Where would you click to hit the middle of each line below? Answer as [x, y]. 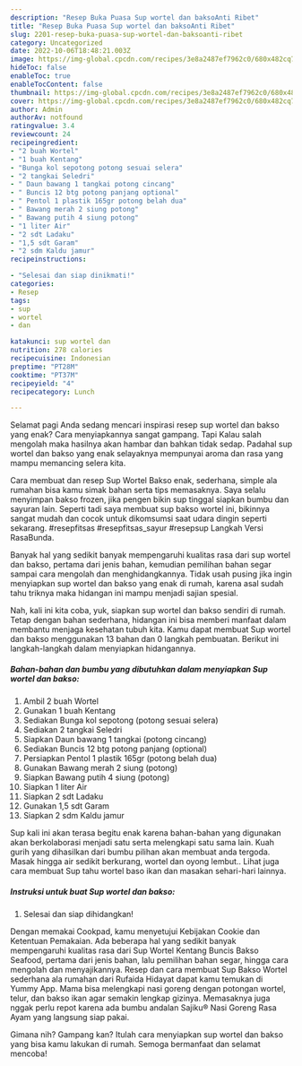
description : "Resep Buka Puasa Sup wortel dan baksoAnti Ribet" [134, 17]
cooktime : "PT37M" [44, 375]
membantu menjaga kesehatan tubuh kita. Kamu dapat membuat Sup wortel [151, 629]
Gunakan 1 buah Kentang [69, 711]
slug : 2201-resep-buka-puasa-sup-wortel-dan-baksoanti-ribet [127, 34]
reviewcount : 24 [40, 134]
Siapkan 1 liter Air [55, 787]
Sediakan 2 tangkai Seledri [73, 730]
